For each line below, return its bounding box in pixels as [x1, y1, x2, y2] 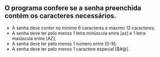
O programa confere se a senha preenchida [4, 4, 142, 12]
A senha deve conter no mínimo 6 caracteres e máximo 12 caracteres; [11, 25, 155, 31]
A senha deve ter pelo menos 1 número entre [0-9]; [11, 41, 117, 47]
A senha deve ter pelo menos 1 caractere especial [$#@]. [11, 46, 130, 52]
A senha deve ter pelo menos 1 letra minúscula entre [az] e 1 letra [11, 30, 146, 36]
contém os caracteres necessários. [4, 12, 117, 20]
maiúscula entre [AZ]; [11, 35, 57, 41]
